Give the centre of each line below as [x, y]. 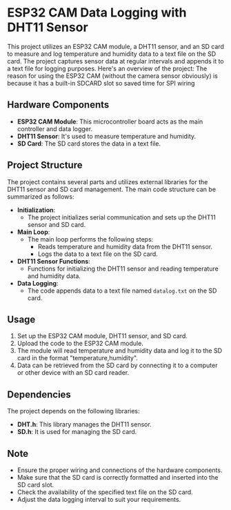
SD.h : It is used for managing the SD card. [77, 432]
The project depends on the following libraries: [73, 411]
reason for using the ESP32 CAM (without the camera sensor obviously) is [113, 76]
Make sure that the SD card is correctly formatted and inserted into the [118, 477]
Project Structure [45, 165]
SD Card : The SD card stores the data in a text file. [89, 144]
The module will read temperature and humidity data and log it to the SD [120, 351]
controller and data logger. [55, 128]
